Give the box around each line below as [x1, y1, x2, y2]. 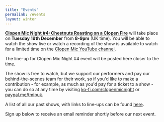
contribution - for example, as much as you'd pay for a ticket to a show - [5, 81, 154, 87]
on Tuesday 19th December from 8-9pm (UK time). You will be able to [5, 35, 150, 41]
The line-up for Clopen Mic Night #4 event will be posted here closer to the [5, 56, 159, 62]
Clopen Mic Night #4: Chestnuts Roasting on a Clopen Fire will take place [5, 30, 159, 36]
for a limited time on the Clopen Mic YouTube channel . [5, 46, 116, 52]
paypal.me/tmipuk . [5, 92, 44, 98]
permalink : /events [5, 12, 46, 17]
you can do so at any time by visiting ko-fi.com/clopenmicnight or [5, 87, 140, 93]
